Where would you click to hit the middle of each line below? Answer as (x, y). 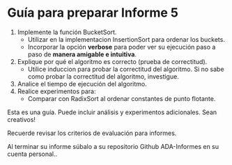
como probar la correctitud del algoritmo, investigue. (103, 76)
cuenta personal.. (32, 154)
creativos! (22, 119)
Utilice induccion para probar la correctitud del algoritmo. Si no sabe (126, 69)
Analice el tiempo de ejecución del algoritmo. (82, 84)
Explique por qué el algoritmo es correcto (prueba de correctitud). (112, 61)
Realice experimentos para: (56, 91)
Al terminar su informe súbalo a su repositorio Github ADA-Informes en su (113, 146)
